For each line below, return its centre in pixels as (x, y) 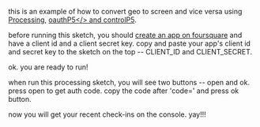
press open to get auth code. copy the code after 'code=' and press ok (124, 91)
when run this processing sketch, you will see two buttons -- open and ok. (129, 82)
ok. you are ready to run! (48, 67)
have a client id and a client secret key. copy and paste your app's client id (130, 43)
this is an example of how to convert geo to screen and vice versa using (125, 11)
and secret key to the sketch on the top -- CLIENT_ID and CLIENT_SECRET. (130, 52)
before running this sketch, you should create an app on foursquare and (125, 35)
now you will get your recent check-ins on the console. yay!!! (107, 114)
